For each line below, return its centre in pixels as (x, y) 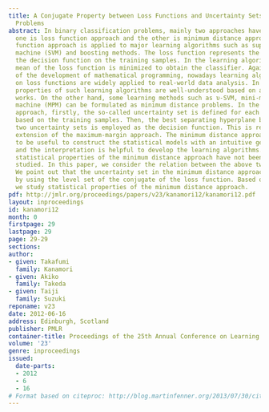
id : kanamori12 (34, 209)
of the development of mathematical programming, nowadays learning (132, 75)
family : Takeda (41, 284)
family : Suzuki (41, 299)
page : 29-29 (28, 240)
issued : (21, 359)
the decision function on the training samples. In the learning (127, 61)
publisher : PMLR (35, 329)
